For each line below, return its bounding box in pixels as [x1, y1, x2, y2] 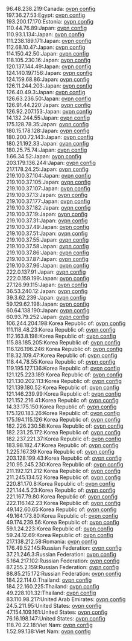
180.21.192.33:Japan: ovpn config [6, 140, 89, 147]
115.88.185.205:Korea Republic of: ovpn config [6, 339, 121, 346]
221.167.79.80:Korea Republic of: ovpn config [6, 493, 118, 500]
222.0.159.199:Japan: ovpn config [6, 275, 90, 282]
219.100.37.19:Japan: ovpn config [6, 211, 88, 217]
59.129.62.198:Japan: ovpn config [6, 300, 90, 308]
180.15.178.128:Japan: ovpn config [6, 127, 90, 134]
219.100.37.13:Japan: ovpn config [6, 192, 88, 198]
